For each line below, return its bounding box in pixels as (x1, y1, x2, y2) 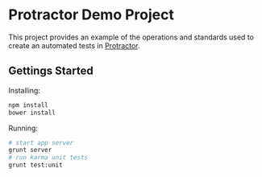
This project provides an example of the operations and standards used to (8, 32, 254, 42)
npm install (8, 101, 48, 109)
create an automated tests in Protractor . (8, 40, 140, 50)
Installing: (8, 85, 40, 95)
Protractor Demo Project (8, 6, 175, 24)
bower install (8, 109, 56, 117)
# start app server (8, 138, 74, 146)
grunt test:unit (8, 161, 63, 170)
